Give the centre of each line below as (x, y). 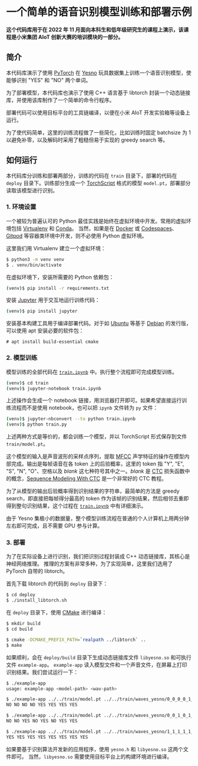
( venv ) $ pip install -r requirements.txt (58, 288)
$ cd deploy (21, 595)
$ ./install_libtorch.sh (37, 600)
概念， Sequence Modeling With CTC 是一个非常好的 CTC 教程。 (89, 479)
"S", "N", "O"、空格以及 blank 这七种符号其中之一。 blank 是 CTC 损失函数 (95, 471)
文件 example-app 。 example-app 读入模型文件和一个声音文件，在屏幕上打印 (97, 664)
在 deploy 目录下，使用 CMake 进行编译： (57, 613)
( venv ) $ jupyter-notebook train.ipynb (54, 388)
